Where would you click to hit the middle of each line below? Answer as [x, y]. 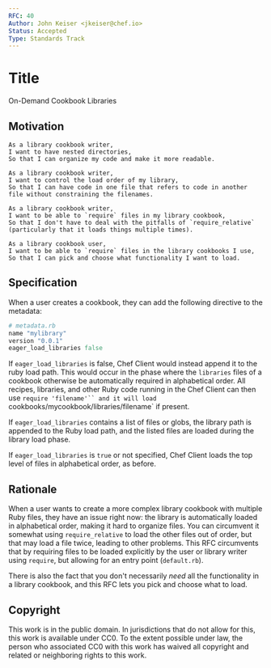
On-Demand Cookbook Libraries [63, 101]
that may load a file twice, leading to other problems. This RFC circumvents [133, 543]
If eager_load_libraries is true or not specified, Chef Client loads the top [131, 455]
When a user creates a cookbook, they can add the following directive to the [135, 302]
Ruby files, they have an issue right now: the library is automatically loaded [133, 518]
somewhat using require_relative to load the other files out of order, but [130, 535]
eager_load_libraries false [56, 349]
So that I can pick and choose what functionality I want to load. [125, 258]
